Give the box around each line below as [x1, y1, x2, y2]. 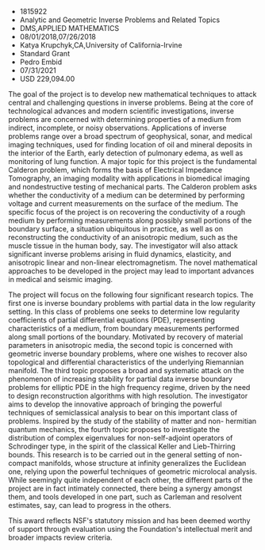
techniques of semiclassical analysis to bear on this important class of [8, 408, 238, 417]
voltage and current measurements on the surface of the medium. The [8, 199, 239, 208]
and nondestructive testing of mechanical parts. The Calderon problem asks [8, 182, 258, 191]
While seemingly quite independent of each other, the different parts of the [8, 476, 253, 484]
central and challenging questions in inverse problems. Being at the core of [8, 98, 254, 107]
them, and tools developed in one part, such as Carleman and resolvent [8, 492, 242, 502]
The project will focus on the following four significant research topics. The [8, 290, 254, 300]
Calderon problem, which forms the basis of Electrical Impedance [8, 166, 223, 174]
